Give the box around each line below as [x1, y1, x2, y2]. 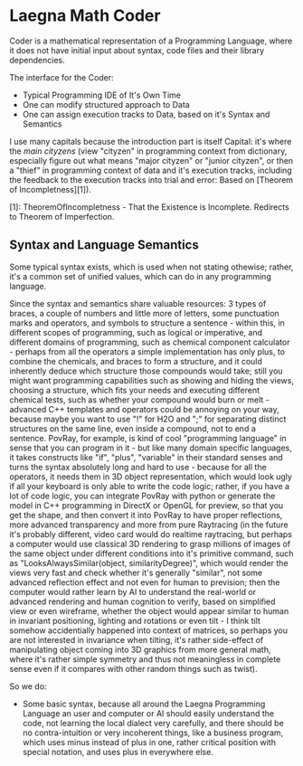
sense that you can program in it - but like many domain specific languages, [9, 442, 292, 453]
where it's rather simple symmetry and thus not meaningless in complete [9, 653, 281, 665]
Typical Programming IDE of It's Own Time [22, 90, 181, 100]
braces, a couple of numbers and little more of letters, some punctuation [9, 307, 279, 318]
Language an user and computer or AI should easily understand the [22, 707, 274, 719]
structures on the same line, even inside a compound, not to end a [9, 422, 256, 434]
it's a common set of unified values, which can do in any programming [9, 270, 271, 281]
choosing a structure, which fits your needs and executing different [9, 384, 260, 395]
